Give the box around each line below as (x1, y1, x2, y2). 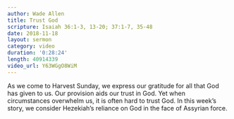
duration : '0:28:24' (7, 50, 68, 57)
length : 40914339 (7, 56, 58, 63)
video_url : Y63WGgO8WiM (7, 62, 78, 69)
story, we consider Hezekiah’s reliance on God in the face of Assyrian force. (7, 104, 228, 112)
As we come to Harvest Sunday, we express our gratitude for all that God (7, 81, 220, 90)
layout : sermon (7, 36, 52, 43)
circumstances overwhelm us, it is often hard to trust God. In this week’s (7, 96, 217, 105)
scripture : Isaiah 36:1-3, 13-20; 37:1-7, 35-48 (7, 23, 153, 30)
